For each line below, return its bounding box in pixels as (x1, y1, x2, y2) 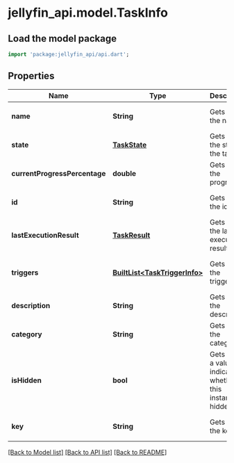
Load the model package (8, 33, 117, 44)
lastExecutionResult (11, 230, 79, 240)
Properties (8, 70, 55, 82)
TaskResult (112, 230, 151, 240)
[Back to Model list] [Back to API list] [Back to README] (8, 448, 167, 456)
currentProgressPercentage (11, 168, 106, 178)
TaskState (112, 140, 147, 149)
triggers (11, 268, 39, 277)
